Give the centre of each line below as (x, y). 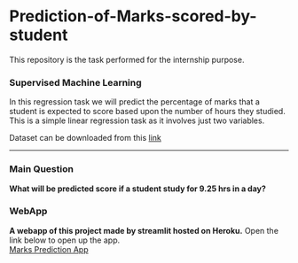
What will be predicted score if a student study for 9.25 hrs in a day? (137, 189)
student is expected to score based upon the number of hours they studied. (147, 112)
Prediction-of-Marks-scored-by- (133, 16)
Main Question (41, 169)
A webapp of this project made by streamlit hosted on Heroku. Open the (144, 230)
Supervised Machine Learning (75, 82)
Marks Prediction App (49, 249)
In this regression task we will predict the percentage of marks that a (134, 102)
